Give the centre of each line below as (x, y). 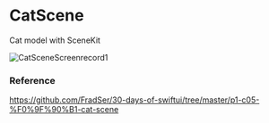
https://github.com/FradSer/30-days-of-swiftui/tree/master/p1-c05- (134, 100)
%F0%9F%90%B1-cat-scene (64, 110)
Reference (32, 80)
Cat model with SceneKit (55, 40)
